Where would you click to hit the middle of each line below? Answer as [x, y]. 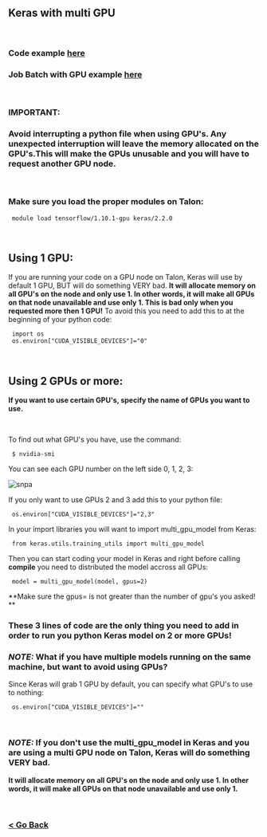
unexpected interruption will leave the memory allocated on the [133, 143]
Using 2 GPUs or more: [66, 381]
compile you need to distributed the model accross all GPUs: [108, 567]
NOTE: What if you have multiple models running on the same [130, 657]
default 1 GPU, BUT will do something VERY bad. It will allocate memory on [132, 285]
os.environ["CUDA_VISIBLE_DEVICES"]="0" [80, 341]
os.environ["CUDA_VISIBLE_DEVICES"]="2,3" [83, 515]
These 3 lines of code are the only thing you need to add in [124, 626]
